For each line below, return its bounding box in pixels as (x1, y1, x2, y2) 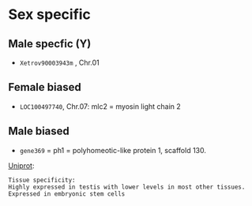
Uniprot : (8, 160, 35, 170)
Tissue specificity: (8, 176, 77, 184)
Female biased (8, 81, 81, 94)
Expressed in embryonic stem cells (8, 189, 126, 198)
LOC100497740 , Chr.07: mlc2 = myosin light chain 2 (19, 101, 182, 111)
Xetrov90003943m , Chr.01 (19, 58, 100, 67)
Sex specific (8, 6, 91, 24)
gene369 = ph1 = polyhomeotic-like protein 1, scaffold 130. (19, 145, 207, 155)
